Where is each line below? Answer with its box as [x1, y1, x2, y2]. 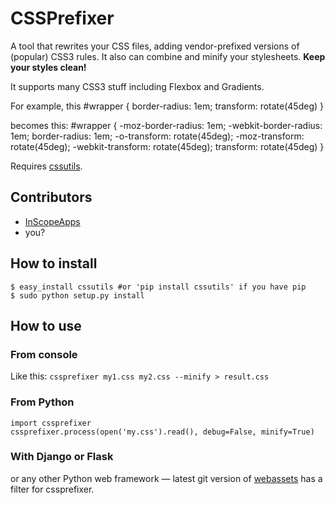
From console [10, 347, 78, 361]
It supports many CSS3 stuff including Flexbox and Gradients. [10, 80, 265, 92]
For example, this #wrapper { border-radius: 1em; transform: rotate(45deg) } [10, 100, 324, 112]
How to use [10, 317, 82, 334]
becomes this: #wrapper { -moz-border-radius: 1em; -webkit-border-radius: [10, 119, 323, 131]
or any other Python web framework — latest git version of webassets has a [10, 472, 323, 484]
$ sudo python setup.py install [10, 290, 145, 301]
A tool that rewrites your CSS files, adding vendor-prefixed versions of [10, 40, 300, 52]
